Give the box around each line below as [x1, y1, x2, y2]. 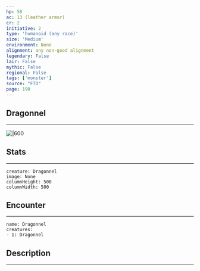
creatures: [6, 227, 33, 233]
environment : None [6, 42, 52, 48]
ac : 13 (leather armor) [6, 14, 65, 20]
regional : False [6, 70, 46, 76]
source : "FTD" [6, 81, 42, 87]
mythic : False [6, 64, 42, 70]
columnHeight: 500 [6, 179, 52, 185]
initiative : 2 [6, 25, 42, 32]
